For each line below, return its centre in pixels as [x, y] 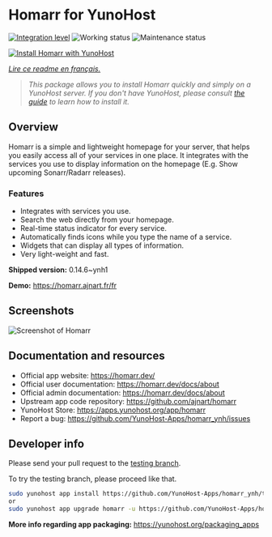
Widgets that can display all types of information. [102, 245]
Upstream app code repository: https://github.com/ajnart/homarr [128, 401]
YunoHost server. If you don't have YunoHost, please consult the [136, 93]
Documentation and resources [87, 356]
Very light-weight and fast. [64, 254]
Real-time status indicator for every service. [93, 228]
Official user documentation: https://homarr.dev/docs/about [120, 384]
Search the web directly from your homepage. [97, 219]
